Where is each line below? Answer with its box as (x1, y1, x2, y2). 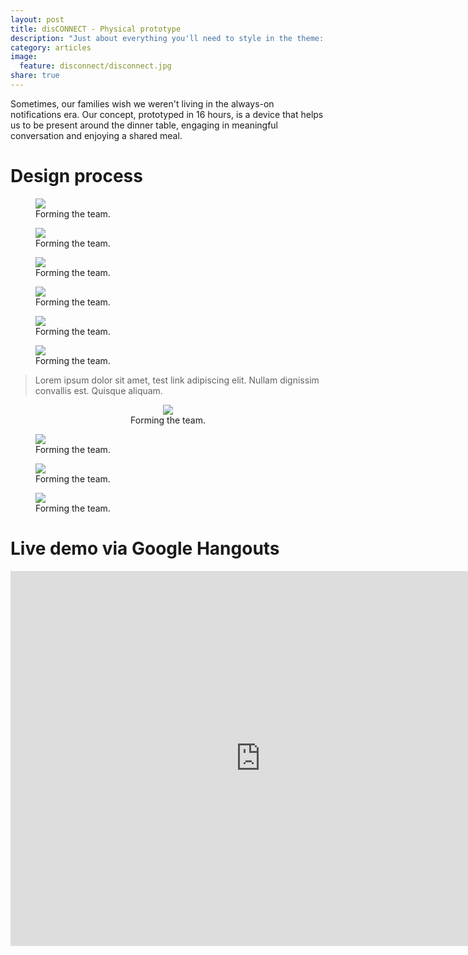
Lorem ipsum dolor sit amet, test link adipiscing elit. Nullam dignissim (34, 374, 320, 386)
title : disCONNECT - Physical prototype (10, 24, 182, 34)
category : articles (10, 42, 92, 53)
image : (10, 52, 38, 62)
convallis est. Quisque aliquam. (34, 384, 163, 396)
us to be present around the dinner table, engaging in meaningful (10, 119, 279, 131)
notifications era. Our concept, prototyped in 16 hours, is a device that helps (10, 108, 324, 120)
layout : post (10, 14, 65, 25)
